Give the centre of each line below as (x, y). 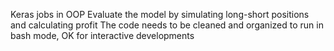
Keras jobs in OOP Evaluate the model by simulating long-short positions (160, 14)
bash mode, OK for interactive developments (102, 35)
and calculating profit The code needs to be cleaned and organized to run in (167, 25)
